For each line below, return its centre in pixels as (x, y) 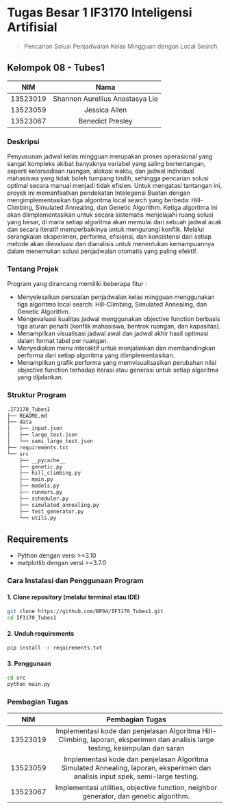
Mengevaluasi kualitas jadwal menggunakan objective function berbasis (118, 319)
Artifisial (32, 27)
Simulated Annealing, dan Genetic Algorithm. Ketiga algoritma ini (126, 208)
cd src (16, 678)
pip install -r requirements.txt (55, 648)
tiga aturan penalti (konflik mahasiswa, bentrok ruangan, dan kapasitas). (119, 326)
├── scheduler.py (44, 499)
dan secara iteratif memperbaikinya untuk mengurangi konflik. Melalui (105, 229)
